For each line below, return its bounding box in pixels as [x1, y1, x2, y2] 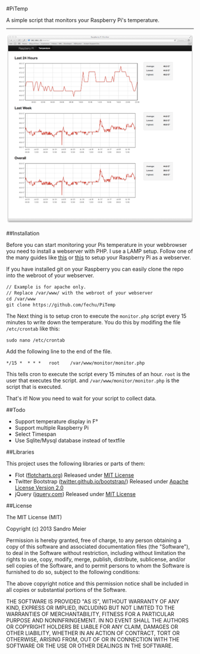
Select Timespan [14, 430, 57, 438]
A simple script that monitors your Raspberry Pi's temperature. [6, 17, 160, 23]
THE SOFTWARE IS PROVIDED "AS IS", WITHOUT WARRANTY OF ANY [6, 598, 180, 605]
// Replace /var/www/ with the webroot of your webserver [6, 290, 153, 296]
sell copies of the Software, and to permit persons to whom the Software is [6, 562, 190, 569]
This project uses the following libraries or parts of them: [6, 460, 145, 467]
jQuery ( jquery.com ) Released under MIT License [14, 491, 136, 498]
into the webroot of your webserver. [6, 272, 94, 279]
